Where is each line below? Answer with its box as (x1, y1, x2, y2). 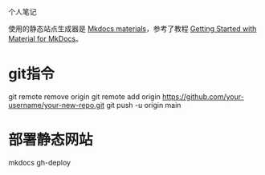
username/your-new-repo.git (8, 100, 105, 109)
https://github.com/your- (161, 91, 245, 101)
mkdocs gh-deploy (8, 157, 71, 167)
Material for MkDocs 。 (8, 34, 83, 43)
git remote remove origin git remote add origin (8, 91, 161, 101)
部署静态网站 (8, 131, 94, 149)
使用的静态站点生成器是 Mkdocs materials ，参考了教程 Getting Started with (8, 24, 257, 34)
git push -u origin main (106, 100, 181, 109)
